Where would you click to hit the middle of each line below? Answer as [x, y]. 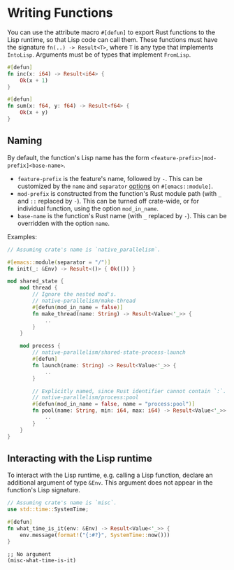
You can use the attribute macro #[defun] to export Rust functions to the [111, 32]
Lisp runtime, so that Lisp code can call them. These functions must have [112, 39]
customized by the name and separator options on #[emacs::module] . [115, 186]
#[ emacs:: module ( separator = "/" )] [59, 262]
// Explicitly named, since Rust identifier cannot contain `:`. [130, 391]
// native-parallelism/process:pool [86, 398]
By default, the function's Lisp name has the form [78, 157]
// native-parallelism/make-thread [84, 301]
